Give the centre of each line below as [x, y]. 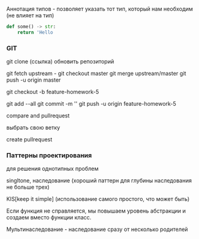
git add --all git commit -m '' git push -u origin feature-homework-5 [91, 104]
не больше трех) [28, 187]
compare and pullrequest [38, 116]
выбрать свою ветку [33, 128]
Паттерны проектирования [49, 155]
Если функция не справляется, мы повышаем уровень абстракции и [96, 211]
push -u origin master [34, 80]
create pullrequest [29, 139]
